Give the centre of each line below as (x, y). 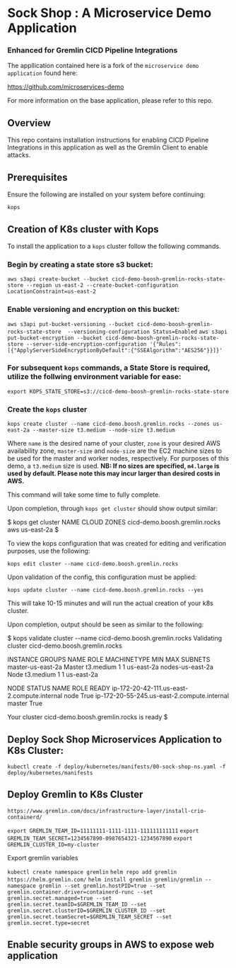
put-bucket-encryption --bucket (55, 338)
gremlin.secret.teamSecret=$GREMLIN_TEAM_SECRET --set (90, 917)
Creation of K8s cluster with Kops (83, 229)
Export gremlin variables (43, 857)
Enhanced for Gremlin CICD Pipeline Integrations (93, 50)
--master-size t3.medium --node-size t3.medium (104, 430)
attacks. (19, 155)
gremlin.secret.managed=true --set (60, 898)
